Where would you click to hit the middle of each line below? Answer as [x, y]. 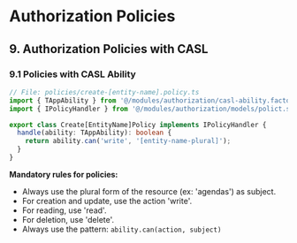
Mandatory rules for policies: [64, 174]
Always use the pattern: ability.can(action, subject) [122, 229]
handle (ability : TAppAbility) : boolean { [95, 133]
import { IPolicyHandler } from [69, 109]
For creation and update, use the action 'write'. [107, 201]
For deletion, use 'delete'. [68, 219]
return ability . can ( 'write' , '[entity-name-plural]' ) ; [128, 141]
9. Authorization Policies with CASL [109, 49]
